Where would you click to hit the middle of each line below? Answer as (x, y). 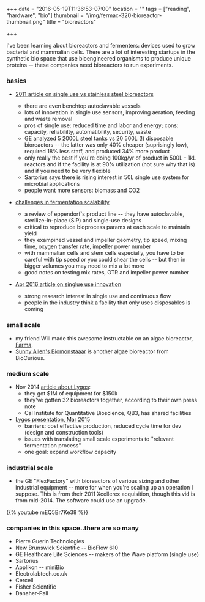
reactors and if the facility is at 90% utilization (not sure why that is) (110, 164)
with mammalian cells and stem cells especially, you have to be (104, 253)
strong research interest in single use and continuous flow (98, 296)
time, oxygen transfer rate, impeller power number (88, 246)
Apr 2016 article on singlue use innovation (68, 284)
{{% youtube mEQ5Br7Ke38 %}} (47, 512)
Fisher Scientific (35, 587)
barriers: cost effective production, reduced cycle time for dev (103, 426)
